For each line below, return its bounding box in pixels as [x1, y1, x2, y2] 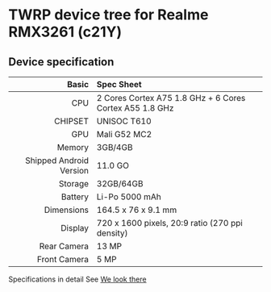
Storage [58, 178, 90, 189]
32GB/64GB [96, 178, 144, 189]
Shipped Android [25, 155, 90, 166]
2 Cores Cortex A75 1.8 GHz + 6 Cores [96, 93, 246, 103]
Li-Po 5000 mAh [96, 191, 161, 202]
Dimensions [44, 204, 90, 215]
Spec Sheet [96, 79, 143, 90]
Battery [60, 191, 90, 202]
